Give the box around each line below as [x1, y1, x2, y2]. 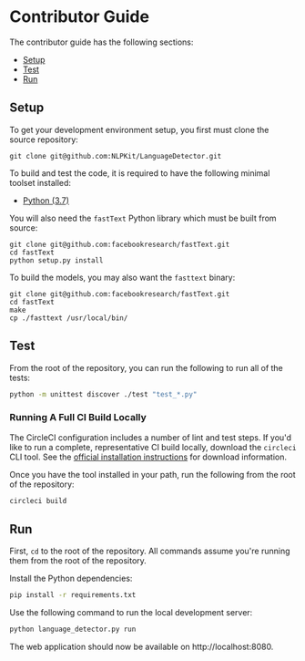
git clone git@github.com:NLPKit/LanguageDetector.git [9, 151, 222, 160]
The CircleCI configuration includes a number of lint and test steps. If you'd [9, 431, 292, 443]
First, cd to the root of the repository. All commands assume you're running [9, 545, 290, 557]
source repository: [9, 134, 79, 145]
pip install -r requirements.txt [9, 591, 137, 600]
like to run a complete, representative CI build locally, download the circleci [9, 441, 297, 452]
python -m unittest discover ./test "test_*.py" [9, 389, 198, 398]
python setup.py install [9, 255, 104, 265]
